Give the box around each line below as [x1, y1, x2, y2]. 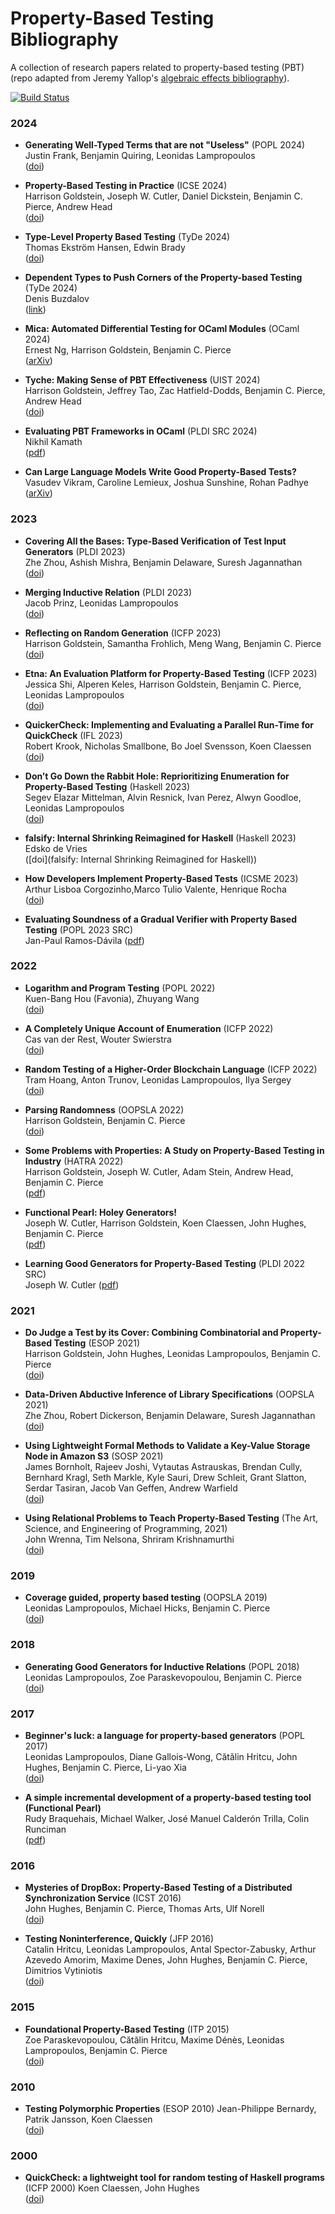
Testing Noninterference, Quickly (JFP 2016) [24, 1933, 215, 1945]
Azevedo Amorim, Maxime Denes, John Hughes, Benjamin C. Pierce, [24, 1954, 308, 1966]
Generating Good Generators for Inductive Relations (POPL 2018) [24, 1660, 300, 1672]
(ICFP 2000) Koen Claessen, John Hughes [24, 2182, 200, 2194]
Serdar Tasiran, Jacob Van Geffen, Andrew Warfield [24, 1482, 238, 1494]
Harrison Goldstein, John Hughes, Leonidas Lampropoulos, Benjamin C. [24, 1348, 322, 1360]
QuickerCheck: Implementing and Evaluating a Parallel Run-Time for [24, 718, 315, 731]
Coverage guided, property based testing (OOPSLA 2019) [24, 1592, 268, 1604]
